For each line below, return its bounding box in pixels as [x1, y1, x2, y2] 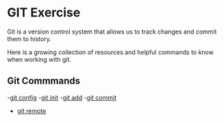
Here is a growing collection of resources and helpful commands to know [7, 48, 214, 56]
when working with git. [7, 55, 72, 63]
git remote [16, 106, 47, 114]
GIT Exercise [7, 5, 81, 21]
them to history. [7, 34, 51, 42]
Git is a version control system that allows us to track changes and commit [7, 27, 217, 36]
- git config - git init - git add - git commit [7, 93, 116, 101]
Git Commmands [7, 75, 81, 87]
